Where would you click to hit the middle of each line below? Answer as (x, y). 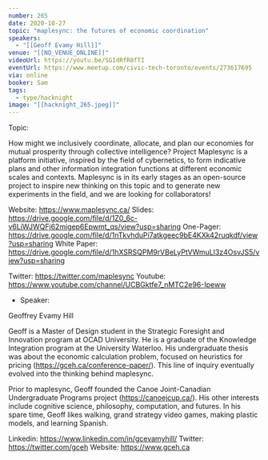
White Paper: (76, 244)
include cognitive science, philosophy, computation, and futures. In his (125, 406)
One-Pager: (202, 227)
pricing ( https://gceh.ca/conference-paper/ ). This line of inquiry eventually (131, 366)
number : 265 (28, 16)
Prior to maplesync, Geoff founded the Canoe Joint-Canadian (110, 390)
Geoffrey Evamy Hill (41, 316)
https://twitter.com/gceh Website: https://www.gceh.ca (99, 447)
